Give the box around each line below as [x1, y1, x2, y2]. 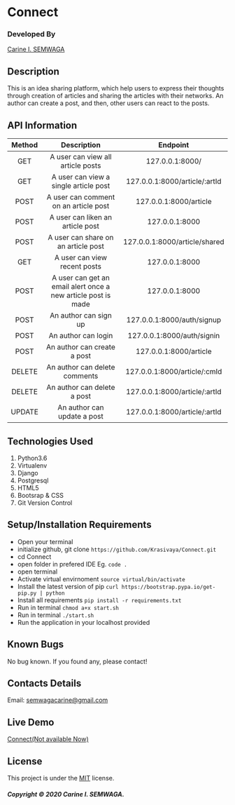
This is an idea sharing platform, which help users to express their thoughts [7, 84, 225, 93]
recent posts [59, 262, 101, 271]
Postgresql [17, 476, 49, 485]
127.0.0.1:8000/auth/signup [126, 315, 222, 325]
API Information [7, 119, 78, 131]
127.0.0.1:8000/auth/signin [127, 331, 220, 341]
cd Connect [17, 552, 52, 561]
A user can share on [48, 233, 114, 243]
